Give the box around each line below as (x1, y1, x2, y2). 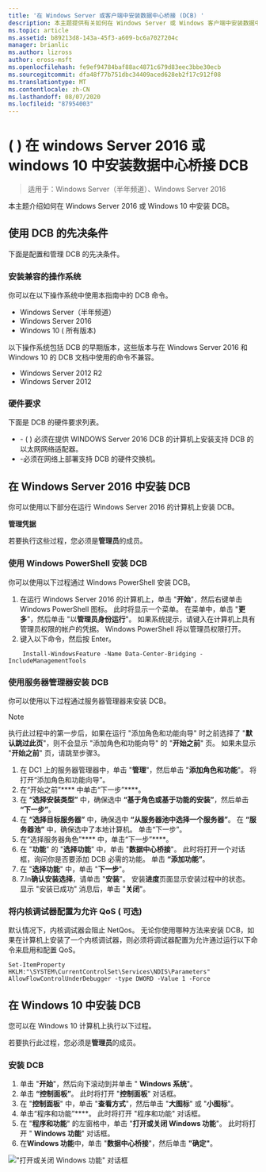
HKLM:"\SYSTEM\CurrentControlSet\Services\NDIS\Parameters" (8, 968, 211, 976)
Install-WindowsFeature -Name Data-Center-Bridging (22, 650, 196, 658)
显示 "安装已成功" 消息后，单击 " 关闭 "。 (19, 884, 150, 893)
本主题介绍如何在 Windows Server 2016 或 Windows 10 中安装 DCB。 (8, 202, 234, 211)
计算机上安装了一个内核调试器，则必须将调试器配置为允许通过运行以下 (21, 936, 251, 945)
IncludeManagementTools (8, 656, 87, 665)
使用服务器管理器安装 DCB (8, 676, 109, 687)
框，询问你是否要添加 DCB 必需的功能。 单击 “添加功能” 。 (19, 854, 210, 863)
